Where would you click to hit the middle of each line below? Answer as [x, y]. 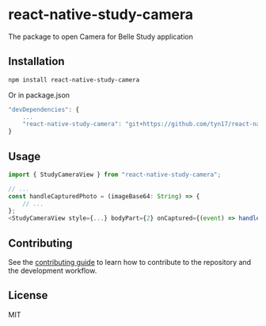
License [28, 295]
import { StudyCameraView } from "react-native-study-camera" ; [115, 175]
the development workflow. [53, 270]
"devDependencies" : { [44, 109]
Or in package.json [39, 95]
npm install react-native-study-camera [74, 80]
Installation [36, 61]
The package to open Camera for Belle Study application [101, 36]
